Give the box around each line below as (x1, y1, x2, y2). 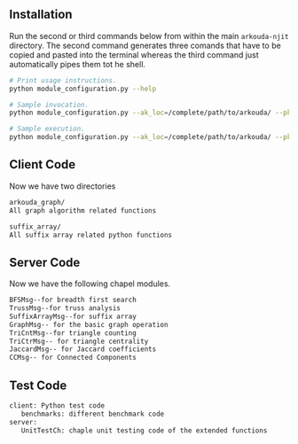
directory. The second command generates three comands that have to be (9, 40, 281, 51)
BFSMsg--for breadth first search (9, 296, 137, 305)
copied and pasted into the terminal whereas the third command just (9, 49, 259, 60)
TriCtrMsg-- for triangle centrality (9, 337, 149, 346)
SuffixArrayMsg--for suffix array (9, 312, 137, 321)
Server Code (9, 254, 81, 269)
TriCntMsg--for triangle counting (9, 328, 137, 338)
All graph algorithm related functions (9, 206, 157, 215)
